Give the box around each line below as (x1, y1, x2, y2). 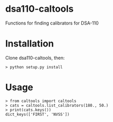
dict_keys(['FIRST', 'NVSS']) (5, 112, 70, 117)
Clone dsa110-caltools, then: (5, 55, 65, 61)
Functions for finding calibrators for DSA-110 (5, 20, 99, 26)
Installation (5, 38, 54, 50)
